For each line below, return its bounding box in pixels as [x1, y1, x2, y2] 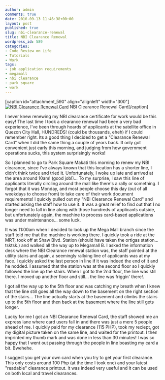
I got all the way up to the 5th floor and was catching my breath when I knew [5, 283, 161, 289]
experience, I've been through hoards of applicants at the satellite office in [5, 124, 156, 129]
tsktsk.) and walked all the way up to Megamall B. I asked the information [5, 242, 153, 248]
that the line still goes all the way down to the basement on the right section [5, 288, 159, 294]
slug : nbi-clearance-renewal [5, 30, 65, 35]
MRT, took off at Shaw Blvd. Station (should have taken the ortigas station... [5, 237, 159, 243]
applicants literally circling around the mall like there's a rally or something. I [5, 180, 159, 186]
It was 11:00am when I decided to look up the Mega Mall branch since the [5, 226, 154, 232]
